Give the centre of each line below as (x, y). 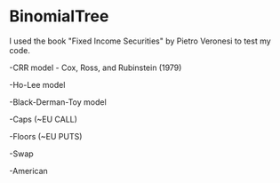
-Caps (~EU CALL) (44, 119)
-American (29, 171)
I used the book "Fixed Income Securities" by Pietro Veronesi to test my (140, 41)
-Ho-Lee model (37, 84)
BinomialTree (59, 16)
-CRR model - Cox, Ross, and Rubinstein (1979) (96, 68)
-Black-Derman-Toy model (58, 102)
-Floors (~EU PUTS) (46, 136)
